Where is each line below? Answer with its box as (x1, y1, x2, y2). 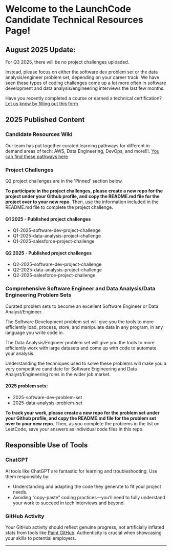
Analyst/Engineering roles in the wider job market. (5, 371, 111, 377)
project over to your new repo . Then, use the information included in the (5, 199, 159, 205)
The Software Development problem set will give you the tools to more (5, 319, 154, 325)
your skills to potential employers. (5, 535, 76, 541)
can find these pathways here (5, 153, 68, 160)
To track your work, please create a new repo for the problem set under (5, 409, 160, 416)
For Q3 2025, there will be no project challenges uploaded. (5, 59, 130, 65)
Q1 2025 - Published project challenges (5, 216, 91, 222)
